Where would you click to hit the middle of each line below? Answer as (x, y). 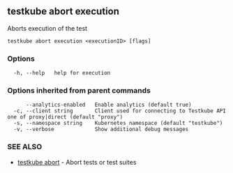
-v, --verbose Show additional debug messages (101, 129)
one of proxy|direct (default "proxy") (65, 117)
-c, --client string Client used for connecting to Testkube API (120, 111)
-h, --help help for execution (62, 73)
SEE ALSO (25, 147)
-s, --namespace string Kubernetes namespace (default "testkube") (118, 123)
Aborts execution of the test (47, 28)
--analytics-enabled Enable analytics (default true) (108, 105)
